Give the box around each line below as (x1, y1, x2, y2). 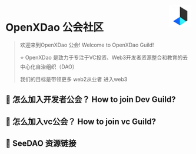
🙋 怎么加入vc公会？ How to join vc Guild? (5, 116, 157, 126)
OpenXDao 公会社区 (5, 21, 104, 34)
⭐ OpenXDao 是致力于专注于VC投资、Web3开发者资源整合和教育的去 (19, 54, 188, 61)
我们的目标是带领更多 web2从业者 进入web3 (19, 76, 128, 83)
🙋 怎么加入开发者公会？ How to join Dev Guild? (5, 94, 176, 104)
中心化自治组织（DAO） (19, 63, 78, 70)
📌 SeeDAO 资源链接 (5, 139, 77, 149)
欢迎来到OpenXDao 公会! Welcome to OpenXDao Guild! (19, 41, 154, 48)
